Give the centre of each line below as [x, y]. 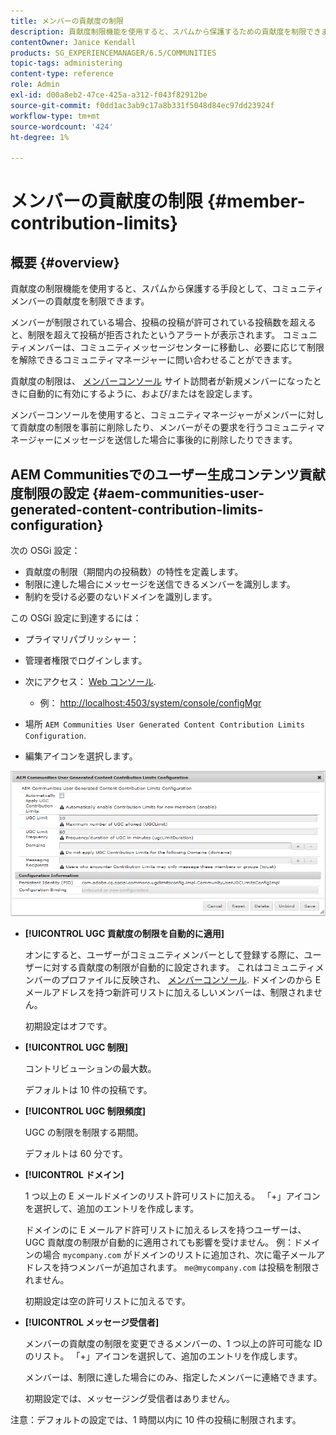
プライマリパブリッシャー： [82, 639]
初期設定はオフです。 [68, 1026]
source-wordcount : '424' [62, 126]
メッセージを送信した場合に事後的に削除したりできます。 [180, 440]
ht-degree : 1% [40, 137]
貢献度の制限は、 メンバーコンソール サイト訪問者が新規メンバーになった [161, 381]
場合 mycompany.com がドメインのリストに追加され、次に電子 [166, 1255]
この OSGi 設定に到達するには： [76, 617]
